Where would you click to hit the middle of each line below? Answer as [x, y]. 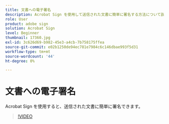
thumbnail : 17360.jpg [28, 38]
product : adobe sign [27, 24]
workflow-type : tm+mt [28, 51]
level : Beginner [22, 33]
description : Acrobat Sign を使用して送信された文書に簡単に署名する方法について [83, 14]
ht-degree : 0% [20, 61]
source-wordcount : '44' [30, 56]
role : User [17, 19]
